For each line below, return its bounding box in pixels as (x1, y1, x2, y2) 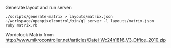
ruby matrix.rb (5, 23, 38, 28)
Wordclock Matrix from (5, 32, 54, 37)
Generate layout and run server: (5, 5, 72, 10)
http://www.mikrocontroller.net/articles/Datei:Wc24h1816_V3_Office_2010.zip (5, 37, 166, 43)
